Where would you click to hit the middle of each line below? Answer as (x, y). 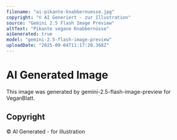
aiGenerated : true (29, 34)
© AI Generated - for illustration (46, 131)
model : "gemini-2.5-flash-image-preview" (59, 40)
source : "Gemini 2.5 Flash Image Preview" (60, 23)
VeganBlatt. (21, 98)
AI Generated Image (57, 75)
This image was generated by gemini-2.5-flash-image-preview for (88, 91)
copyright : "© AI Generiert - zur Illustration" (69, 17)
